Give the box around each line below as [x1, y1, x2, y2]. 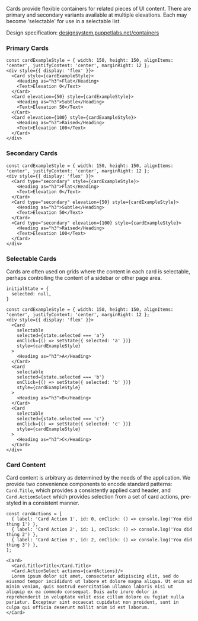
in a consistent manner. [23, 499, 80, 507]
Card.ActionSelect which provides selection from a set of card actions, [6, 493, 180, 500]
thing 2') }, [6, 532, 39, 538]
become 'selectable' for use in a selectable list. [6, 18, 122, 24]
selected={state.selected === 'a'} [17, 332, 105, 338]
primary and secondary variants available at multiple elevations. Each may [6, 11, 187, 18]
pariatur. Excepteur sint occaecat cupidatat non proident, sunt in [6, 600, 179, 606]
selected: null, [11, 291, 52, 297]
